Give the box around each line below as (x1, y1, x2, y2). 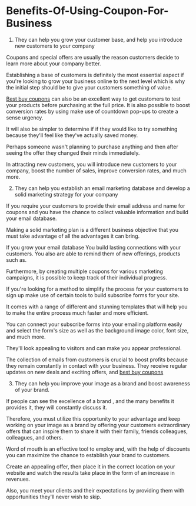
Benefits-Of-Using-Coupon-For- (6, 4, 169, 18)
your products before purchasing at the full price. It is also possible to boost (6, 101, 190, 108)
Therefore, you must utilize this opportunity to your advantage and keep (6, 415, 181, 422)
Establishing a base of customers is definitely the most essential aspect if (6, 71, 184, 78)
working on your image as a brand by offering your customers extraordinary (6, 421, 190, 428)
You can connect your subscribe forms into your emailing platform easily (6, 321, 182, 328)
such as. (6, 256, 27, 263)
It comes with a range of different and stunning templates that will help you (6, 303, 188, 310)
